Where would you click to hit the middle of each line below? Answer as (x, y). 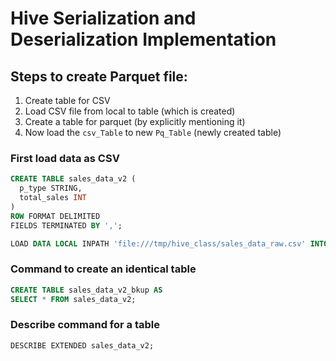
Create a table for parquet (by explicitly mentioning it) (135, 121)
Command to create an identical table (103, 269)
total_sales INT (53, 198)
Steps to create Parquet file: (99, 76)
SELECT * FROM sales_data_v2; (73, 299)
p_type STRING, (51, 188)
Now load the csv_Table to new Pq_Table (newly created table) (153, 132)
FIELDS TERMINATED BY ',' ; (66, 225)
